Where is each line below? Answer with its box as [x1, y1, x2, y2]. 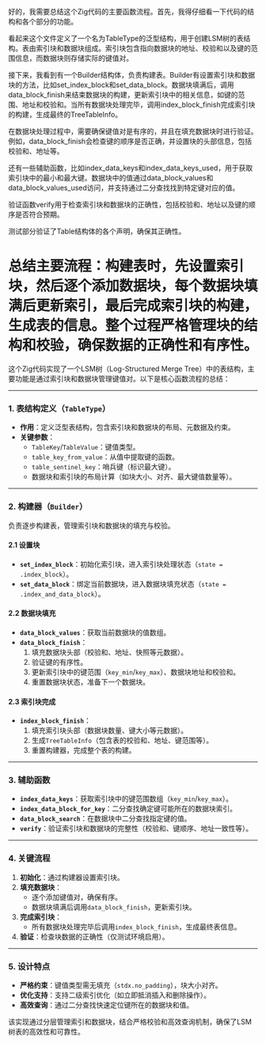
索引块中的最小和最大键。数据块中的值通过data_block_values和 [8, 173, 214, 182]
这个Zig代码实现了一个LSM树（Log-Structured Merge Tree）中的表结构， [8, 363, 248, 374]
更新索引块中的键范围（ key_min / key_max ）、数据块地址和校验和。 [31, 667, 240, 677]
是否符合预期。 [14, 210, 64, 219]
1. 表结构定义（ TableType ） [8, 403, 111, 414]
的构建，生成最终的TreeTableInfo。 [8, 110, 123, 119]
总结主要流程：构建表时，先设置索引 [8, 257, 245, 275]
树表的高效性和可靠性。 [8, 1027, 85, 1037]
